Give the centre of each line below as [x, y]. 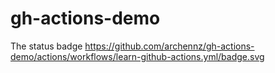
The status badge [46, 46]
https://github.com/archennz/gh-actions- [169, 46]
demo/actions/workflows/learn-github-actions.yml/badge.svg [137, 56]
